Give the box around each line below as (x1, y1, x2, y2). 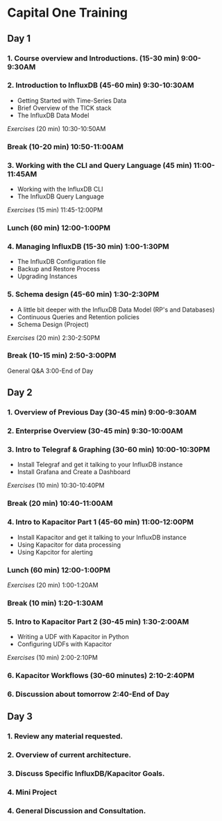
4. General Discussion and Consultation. (7, 806, 146, 815)
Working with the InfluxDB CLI (17, 185, 103, 194)
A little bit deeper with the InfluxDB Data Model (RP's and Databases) (17, 305, 215, 314)
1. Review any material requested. (7, 731, 123, 741)
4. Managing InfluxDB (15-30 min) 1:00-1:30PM (7, 242, 170, 251)
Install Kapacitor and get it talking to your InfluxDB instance (17, 533, 187, 541)
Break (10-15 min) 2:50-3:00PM (7, 350, 117, 360)
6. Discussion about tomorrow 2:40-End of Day (7, 689, 170, 699)
